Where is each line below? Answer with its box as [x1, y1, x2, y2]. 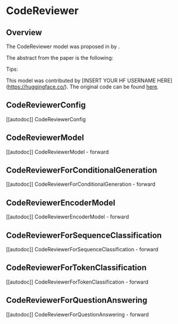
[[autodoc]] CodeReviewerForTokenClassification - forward [6, 278, 149, 285]
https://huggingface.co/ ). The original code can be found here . [8, 83, 159, 90]
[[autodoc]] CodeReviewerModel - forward [6, 148, 109, 155]
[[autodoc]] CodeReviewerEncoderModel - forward [6, 213, 130, 220]
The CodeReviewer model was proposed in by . [6, 43, 120, 50]
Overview [6, 28, 43, 37]
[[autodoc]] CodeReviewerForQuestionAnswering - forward [6, 311, 149, 318]
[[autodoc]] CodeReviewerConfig [6, 115, 86, 122]
